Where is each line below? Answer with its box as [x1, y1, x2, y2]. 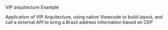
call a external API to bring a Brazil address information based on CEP [5, 19, 153, 25]
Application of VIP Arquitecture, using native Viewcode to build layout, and [5, 14, 163, 19]
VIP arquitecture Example [5, 4, 59, 10]
